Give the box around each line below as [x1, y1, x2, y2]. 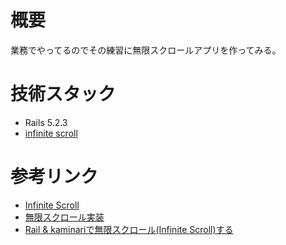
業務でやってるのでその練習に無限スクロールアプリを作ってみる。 [10, 44, 282, 56]
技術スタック [10, 83, 117, 106]
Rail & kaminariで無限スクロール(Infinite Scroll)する [24, 223, 234, 235]
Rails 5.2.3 [24, 116, 68, 128]
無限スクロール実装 [24, 211, 105, 223]
